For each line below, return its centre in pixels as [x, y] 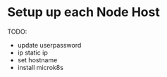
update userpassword [49, 45]
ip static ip [32, 52]
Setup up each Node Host [83, 12]
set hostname [37, 59]
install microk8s [40, 67]
